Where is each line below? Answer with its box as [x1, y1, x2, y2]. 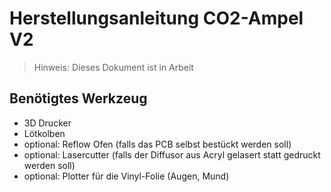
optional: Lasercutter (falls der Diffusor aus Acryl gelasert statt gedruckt [23, 148, 321, 161]
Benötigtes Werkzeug [9, 90, 148, 107]
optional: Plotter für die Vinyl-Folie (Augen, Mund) [23, 170, 230, 182]
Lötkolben [23, 127, 66, 139]
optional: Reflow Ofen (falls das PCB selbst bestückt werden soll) [23, 138, 292, 150]
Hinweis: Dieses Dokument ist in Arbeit [33, 61, 194, 73]
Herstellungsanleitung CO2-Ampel [9, 7, 304, 30]
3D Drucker [23, 117, 72, 129]
